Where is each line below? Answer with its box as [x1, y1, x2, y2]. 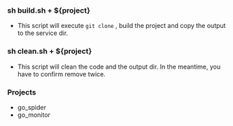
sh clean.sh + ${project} [7, 46, 92, 56]
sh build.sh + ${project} [7, 6, 91, 15]
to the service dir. [17, 29, 69, 37]
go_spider [17, 103, 47, 111]
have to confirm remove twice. [17, 69, 106, 78]
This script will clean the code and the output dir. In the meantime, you [17, 62, 221, 71]
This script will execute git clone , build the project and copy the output [17, 22, 226, 30]
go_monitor [17, 111, 51, 119]
